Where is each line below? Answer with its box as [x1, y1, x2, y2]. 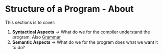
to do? [12, 44, 25, 50]
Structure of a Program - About [5, 3, 134, 15]
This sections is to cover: [5, 19, 56, 25]
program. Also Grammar [12, 34, 61, 40]
